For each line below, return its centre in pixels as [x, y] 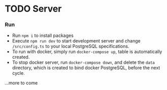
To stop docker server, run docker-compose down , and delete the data [83, 62]
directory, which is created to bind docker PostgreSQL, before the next [86, 68]
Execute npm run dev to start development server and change [76, 41]
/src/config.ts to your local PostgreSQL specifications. [71, 47]
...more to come [21, 83]
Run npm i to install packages [43, 35]
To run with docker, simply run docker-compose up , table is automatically [87, 52]
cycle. [18, 73]
